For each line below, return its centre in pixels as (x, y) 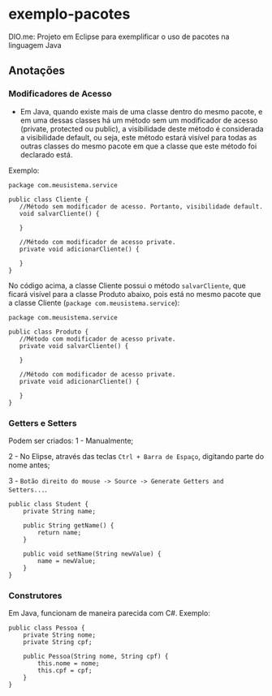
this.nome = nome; (69, 664)
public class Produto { (49, 332)
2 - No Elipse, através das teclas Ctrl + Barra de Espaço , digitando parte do (136, 456)
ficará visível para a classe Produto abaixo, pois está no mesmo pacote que (135, 294)
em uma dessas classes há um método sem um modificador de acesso (139, 120)
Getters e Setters (43, 423)
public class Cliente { (49, 200)
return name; (60, 532)
